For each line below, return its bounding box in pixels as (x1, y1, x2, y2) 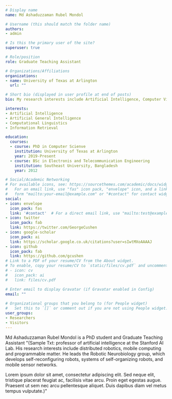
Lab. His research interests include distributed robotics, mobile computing (5, 345, 161, 351)
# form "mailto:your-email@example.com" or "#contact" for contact (5, 192, 157, 197)
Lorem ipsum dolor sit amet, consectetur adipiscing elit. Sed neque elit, (5, 371, 155, 377)
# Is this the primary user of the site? (5, 41, 95, 46)
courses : (10, 139, 29, 144)
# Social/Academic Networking (5, 177, 70, 182)
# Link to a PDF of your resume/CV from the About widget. (5, 258, 134, 263)
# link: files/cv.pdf (5, 277, 56, 282)
